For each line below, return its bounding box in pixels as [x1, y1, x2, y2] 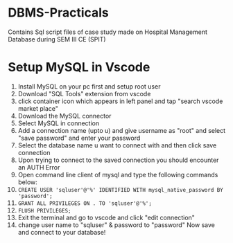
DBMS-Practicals [8, 5, 110, 21]
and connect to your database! [17, 228, 106, 236]
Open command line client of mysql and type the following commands [17, 170, 218, 179]
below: [17, 178, 37, 186]
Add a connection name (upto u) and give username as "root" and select [17, 126, 226, 134]
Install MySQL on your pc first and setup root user [17, 82, 161, 91]
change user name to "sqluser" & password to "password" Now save [17, 220, 216, 229]
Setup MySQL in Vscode [8, 60, 150, 75]
